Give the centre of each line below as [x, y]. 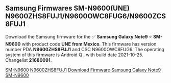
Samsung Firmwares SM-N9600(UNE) [68, 8]
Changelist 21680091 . [29, 60]
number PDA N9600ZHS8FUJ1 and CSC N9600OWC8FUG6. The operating [85, 49]
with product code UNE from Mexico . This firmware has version [89, 44]
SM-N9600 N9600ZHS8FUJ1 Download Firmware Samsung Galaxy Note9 [83, 70]
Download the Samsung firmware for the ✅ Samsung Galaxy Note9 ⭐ [79, 36]
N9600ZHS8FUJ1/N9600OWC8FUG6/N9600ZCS [86, 16]
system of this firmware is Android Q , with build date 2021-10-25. [75, 55]
